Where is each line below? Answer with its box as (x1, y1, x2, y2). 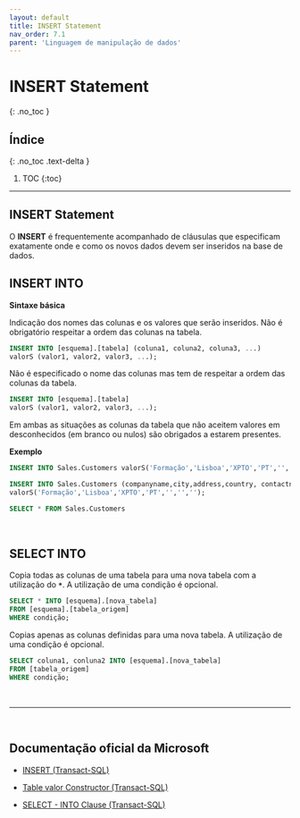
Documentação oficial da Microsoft (9, 741, 210, 756)
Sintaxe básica (9, 299, 65, 310)
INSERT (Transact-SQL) (21, 764, 110, 775)
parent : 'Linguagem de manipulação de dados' (9, 38, 181, 47)
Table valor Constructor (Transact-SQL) (21, 781, 169, 792)
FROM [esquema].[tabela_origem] (9, 605, 129, 614)
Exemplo (9, 446, 43, 457)
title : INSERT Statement (9, 21, 102, 30)
